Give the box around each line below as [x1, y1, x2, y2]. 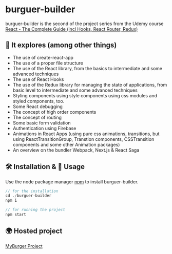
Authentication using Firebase [12, 125, 77, 131]
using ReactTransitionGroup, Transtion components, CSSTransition [12, 136, 155, 142]
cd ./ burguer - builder [5, 193, 52, 198]
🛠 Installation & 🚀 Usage [5, 162, 85, 171]
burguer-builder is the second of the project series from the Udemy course [5, 20, 164, 27]
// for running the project [5, 207, 66, 213]
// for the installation [5, 188, 59, 194]
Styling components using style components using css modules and [12, 92, 158, 98]
